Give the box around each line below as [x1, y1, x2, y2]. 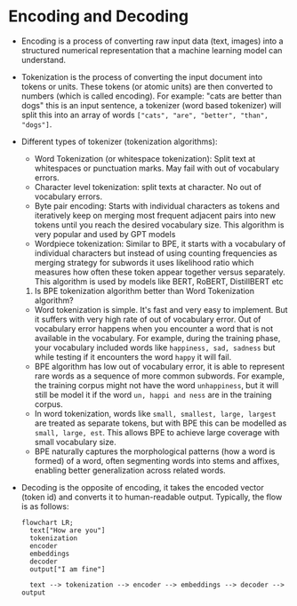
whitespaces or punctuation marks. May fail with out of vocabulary [34, 163, 279, 173]
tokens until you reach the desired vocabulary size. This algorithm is [34, 219, 285, 230]
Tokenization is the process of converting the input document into [20, 71, 263, 82]
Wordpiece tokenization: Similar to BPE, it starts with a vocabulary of [34, 238, 286, 249]
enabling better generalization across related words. [34, 465, 226, 475]
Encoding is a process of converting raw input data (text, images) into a [20, 36, 284, 46]
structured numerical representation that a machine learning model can [20, 44, 283, 55]
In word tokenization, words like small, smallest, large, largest [34, 408, 277, 419]
